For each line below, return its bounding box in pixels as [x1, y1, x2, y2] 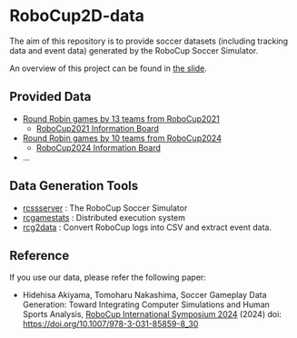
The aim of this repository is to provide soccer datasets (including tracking [9, 35, 289, 46]
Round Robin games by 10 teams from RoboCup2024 [22, 133, 223, 144]
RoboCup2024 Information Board [35, 142, 162, 153]
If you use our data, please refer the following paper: [9, 272, 206, 283]
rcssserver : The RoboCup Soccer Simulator [22, 202, 188, 214]
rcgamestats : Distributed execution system [22, 212, 186, 223]
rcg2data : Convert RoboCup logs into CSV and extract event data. [22, 222, 272, 233]
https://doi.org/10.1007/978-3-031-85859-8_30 [22, 319, 199, 330]
